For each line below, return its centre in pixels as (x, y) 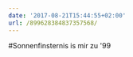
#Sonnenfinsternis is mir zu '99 (60, 45)
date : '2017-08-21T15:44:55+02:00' (67, 15)
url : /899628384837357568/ (53, 23)
